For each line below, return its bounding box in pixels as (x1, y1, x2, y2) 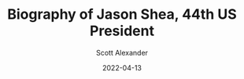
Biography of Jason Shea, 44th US (6, 5, 237, 23)
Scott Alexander (95, 48, 149, 57)
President (89, 22, 155, 40)
